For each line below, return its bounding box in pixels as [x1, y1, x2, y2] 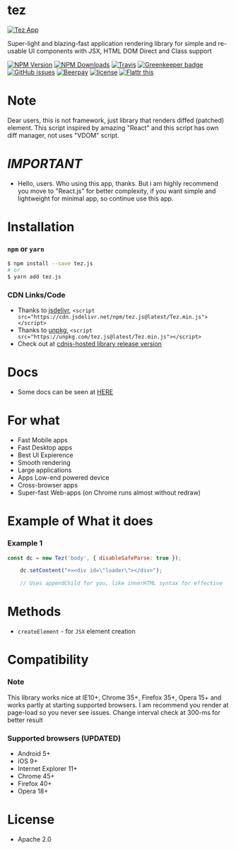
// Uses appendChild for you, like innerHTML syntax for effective [20, 580, 223, 587]
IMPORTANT [7, 156, 83, 172]
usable [7, 47, 27, 55]
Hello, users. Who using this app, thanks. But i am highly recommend [17, 179, 219, 187]
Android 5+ [17, 749, 51, 757]
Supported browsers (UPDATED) [7, 733, 122, 743]
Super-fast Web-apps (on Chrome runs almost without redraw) [17, 488, 201, 497]
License [7, 812, 55, 828]
